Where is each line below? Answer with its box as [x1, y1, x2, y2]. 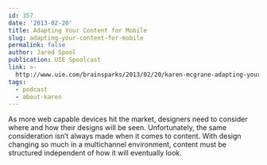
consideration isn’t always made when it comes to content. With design [8, 132, 242, 141]
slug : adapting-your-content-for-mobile [8, 33, 145, 42]
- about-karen [15, 93, 62, 101]
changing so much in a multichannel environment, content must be [8, 140, 227, 149]
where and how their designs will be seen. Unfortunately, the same [8, 123, 227, 132]
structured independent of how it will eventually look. [8, 148, 183, 158]
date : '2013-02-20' [8, 19, 73, 27]
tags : [8, 78, 26, 86]
